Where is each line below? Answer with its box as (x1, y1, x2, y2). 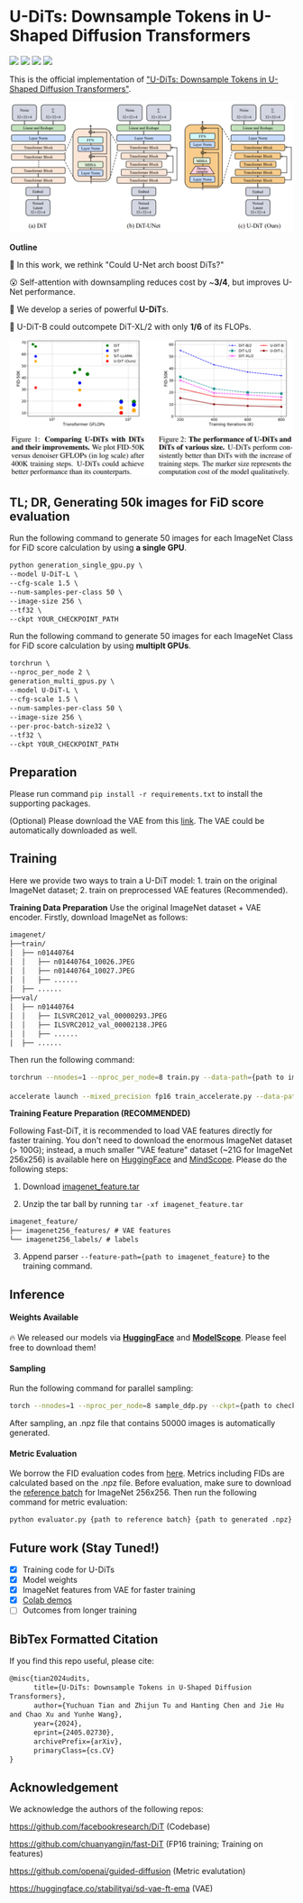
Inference (9, 1286, 65, 1302)
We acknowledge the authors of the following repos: (9, 1803, 205, 1814)
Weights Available (9, 1312, 79, 1322)
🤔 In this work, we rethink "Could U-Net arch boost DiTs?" (9, 260, 225, 270)
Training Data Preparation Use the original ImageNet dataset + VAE (9, 901, 262, 912)
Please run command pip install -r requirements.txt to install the (9, 788, 263, 799)
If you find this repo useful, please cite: (9, 1656, 155, 1667)
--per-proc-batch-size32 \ (9, 722, 111, 731)
